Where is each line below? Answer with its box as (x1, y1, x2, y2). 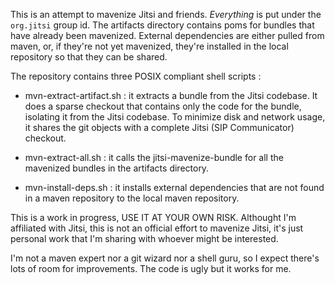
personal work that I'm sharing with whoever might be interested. (10, 233, 279, 244)
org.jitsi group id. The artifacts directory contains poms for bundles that (10, 19, 315, 31)
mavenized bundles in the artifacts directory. (24, 162, 210, 174)
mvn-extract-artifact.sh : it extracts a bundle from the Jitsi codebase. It (24, 90, 318, 101)
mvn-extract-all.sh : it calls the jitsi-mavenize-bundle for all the (24, 152, 284, 163)
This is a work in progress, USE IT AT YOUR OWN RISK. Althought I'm (10, 212, 297, 223)
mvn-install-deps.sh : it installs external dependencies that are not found (24, 182, 325, 193)
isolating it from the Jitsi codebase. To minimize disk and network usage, (24, 111, 326, 123)
